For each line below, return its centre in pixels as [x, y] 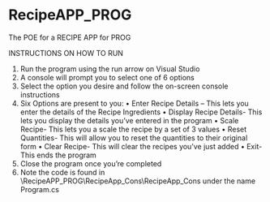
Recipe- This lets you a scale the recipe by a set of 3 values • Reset [133, 129]
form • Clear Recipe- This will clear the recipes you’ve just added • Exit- [141, 146]
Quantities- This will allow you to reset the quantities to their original [134, 138]
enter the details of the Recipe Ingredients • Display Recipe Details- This [141, 112]
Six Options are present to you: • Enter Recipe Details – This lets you [134, 103]
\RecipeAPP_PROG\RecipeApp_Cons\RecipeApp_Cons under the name [138, 181]
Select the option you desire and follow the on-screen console [124, 86]
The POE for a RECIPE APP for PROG [70, 37]
